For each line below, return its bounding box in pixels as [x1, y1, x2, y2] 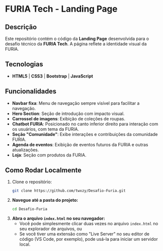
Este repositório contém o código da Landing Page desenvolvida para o [5, 36, 149, 41]
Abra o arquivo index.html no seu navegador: [12, 215, 106, 221]
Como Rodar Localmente [5, 166, 82, 174]
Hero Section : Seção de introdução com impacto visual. [12, 111, 125, 116]
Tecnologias [5, 60, 43, 69]
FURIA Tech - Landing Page [5, 3, 118, 15]
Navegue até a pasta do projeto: [12, 197, 78, 203]
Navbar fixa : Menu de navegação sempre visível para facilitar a [12, 100, 140, 106]
